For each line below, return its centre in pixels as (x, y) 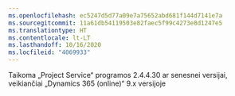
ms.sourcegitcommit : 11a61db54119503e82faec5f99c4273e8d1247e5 (116, 23)
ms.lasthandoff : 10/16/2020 (55, 45)
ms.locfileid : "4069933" (49, 52)
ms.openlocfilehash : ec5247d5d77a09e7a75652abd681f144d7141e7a (116, 15)
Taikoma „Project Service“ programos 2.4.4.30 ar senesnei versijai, (118, 75)
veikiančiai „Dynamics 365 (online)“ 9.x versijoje (87, 83)
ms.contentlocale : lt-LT (49, 38)
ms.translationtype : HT (48, 30)
